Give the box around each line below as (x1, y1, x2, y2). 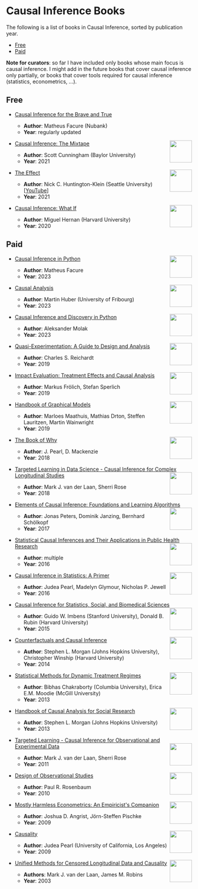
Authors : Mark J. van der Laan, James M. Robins (23, 871, 143, 878)
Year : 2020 (23, 222, 51, 229)
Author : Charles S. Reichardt (23, 354, 94, 361)
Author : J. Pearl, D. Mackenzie (23, 448, 98, 455)
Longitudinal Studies (14, 471, 65, 479)
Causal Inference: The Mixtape (14, 140, 90, 147)
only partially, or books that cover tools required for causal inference (6, 71, 173, 79)
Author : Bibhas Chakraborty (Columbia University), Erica (23, 683, 162, 691)
